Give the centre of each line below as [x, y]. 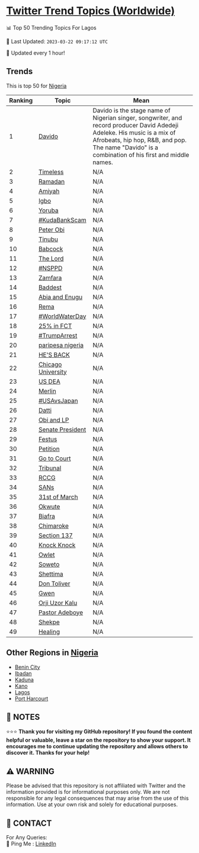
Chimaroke [54, 525]
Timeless [51, 172]
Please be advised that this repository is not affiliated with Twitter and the [96, 785]
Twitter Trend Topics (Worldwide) [91, 11]
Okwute [49, 506]
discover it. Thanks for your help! [48, 753]
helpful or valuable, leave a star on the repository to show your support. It [99, 740]
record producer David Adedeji [136, 125]
